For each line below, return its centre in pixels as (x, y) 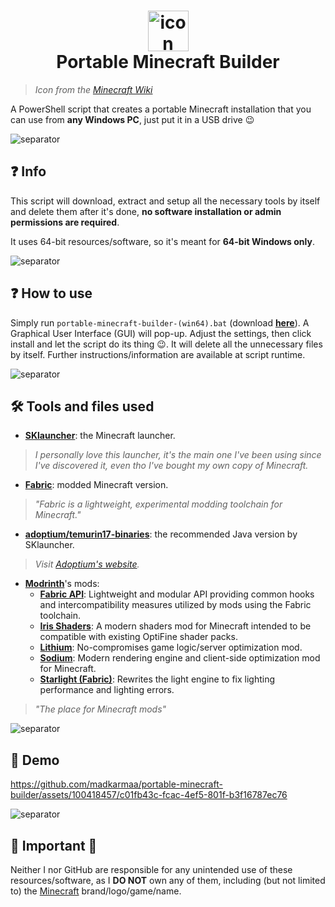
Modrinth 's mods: (62, 584)
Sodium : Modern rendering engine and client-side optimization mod (180, 658)
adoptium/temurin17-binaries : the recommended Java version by (161, 534)
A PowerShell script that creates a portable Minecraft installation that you (161, 109)
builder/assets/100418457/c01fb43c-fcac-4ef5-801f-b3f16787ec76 (149, 795)
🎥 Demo (35, 760)
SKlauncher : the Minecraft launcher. (100, 436)
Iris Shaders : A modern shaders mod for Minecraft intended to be (175, 626)
